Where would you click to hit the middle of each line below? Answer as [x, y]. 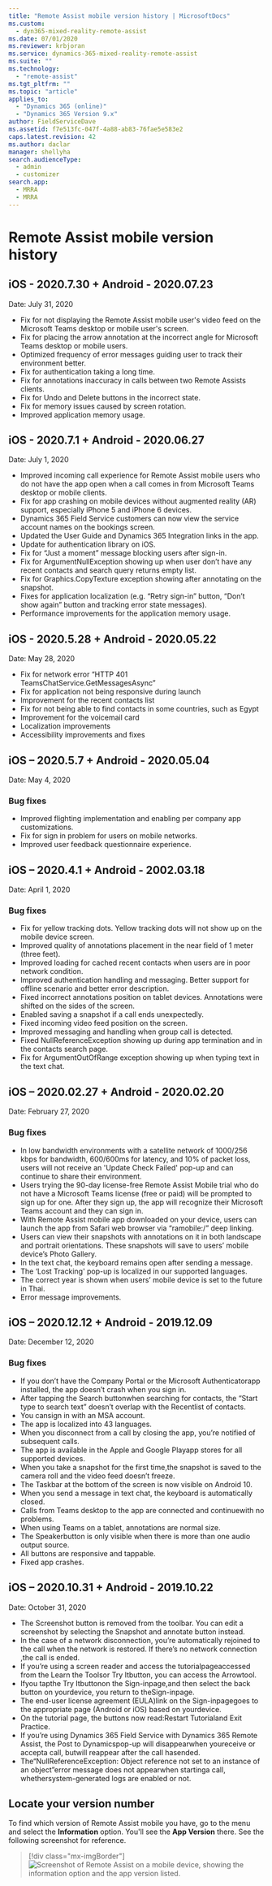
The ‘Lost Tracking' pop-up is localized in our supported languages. [134, 1271]
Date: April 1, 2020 [39, 889]
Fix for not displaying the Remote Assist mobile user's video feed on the [140, 320]
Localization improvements [65, 726]
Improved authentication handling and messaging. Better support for [135, 980]
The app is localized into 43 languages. [86, 1424]
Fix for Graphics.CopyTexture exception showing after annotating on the [141, 579]
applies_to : [28, 99]
